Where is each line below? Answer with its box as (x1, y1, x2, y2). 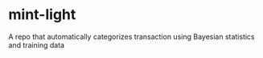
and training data (8, 40, 65, 49)
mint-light (8, 6, 76, 24)
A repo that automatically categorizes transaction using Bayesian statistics (8, 32, 255, 41)
